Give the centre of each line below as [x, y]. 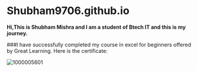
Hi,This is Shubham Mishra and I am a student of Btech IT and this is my [96, 27]
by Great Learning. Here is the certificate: [57, 50]
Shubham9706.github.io [68, 11]
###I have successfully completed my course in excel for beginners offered [99, 45]
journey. [17, 33]
